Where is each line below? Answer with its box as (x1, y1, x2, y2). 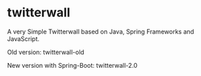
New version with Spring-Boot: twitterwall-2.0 (7, 61, 138, 69)
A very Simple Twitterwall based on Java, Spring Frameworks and (7, 27, 195, 36)
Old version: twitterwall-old (7, 48, 85, 56)
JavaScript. (7, 34, 40, 42)
